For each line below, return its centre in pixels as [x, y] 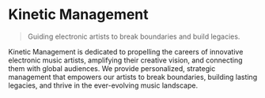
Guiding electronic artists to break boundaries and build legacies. [134, 36]
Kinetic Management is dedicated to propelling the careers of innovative [126, 51]
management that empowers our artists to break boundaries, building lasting [133, 77]
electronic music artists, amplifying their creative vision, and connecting [125, 60]
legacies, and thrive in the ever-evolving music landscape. [103, 85]
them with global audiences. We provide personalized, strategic [112, 68]
